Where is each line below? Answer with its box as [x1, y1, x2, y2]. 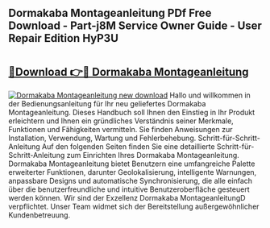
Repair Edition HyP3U [8, 31, 119, 45]
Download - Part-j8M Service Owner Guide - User [8, 19, 262, 33]
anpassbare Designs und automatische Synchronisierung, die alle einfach [8, 176, 252, 185]
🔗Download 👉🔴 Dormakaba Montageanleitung [8, 64, 249, 79]
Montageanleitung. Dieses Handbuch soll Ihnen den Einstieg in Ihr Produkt [8, 108, 255, 117]
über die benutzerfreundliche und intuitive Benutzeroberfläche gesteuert [8, 184, 250, 194]
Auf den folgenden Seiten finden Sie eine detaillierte [41, 142, 215, 151]
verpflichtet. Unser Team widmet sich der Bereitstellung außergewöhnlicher [8, 201, 260, 211]
